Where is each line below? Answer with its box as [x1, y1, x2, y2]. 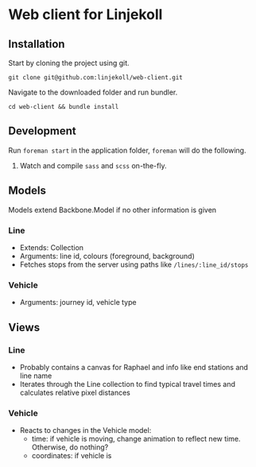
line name [19, 371, 52, 380]
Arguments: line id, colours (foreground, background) [19, 251, 195, 261]
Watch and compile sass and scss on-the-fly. [19, 160, 167, 170]
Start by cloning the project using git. [8, 58, 130, 68]
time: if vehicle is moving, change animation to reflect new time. [31, 434, 241, 444]
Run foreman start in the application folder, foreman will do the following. [8, 145, 246, 155]
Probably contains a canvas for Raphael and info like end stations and [19, 362, 249, 372]
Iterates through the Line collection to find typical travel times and [19, 379, 236, 388]
